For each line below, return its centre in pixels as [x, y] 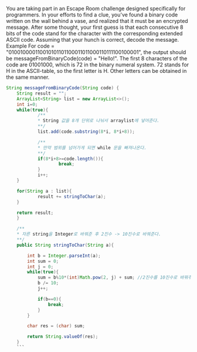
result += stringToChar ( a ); [72, 196]
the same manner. [28, 77]
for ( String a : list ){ [44, 191]
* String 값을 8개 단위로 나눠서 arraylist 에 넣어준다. [98, 121]
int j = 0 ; [40, 267]
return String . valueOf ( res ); [63, 337]
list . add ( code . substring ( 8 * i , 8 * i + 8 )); [86, 132]
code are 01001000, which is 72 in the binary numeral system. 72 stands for [98, 65]
